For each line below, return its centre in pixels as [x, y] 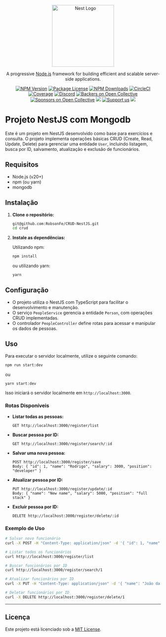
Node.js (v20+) [28, 177]
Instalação [22, 203]
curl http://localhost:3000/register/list [49, 556]
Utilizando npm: [28, 247]
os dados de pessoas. [35, 328]
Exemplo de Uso [25, 528]
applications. [88, 79]
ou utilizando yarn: [31, 266]
